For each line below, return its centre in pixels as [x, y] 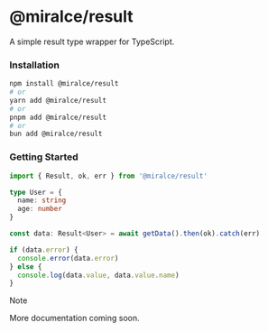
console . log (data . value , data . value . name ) [98, 275]
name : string [42, 200]
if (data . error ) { [44, 250]
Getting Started [44, 157]
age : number [40, 209]
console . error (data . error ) [68, 258]
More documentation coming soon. [74, 318]
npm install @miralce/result [64, 84]
